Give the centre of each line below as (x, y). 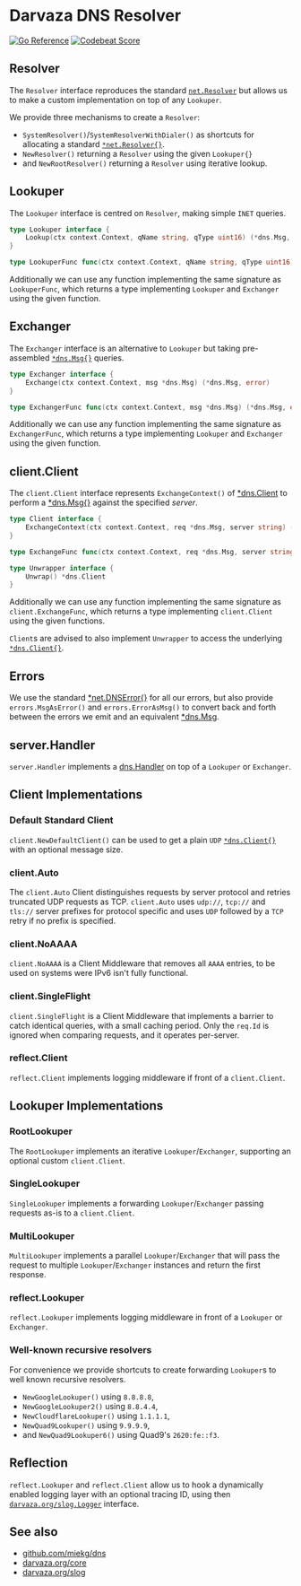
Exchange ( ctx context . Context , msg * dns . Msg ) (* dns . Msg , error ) (148, 382)
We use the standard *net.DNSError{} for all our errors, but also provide (141, 698)
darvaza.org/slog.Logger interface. (74, 1503)
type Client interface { (56, 519)
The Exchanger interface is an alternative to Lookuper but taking (125, 348)
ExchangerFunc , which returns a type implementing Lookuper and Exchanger (146, 434)
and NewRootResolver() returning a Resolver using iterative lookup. (145, 163)
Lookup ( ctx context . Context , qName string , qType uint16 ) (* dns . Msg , (158, 238)
